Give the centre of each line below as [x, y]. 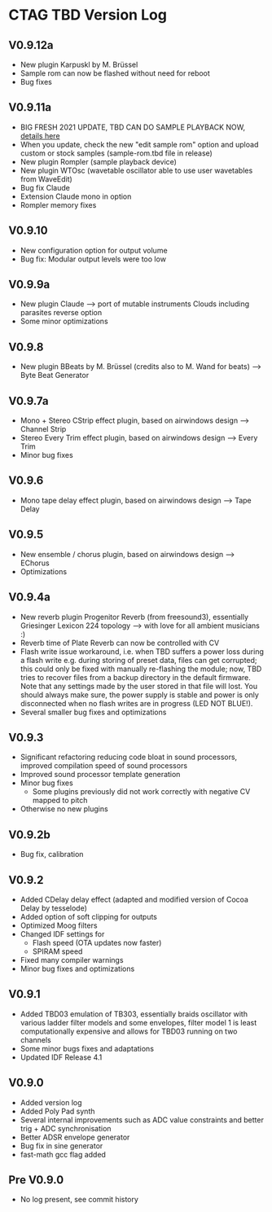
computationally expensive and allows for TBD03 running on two [129, 1031]
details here [40, 135]
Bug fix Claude [45, 187]
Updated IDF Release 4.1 [61, 1057]
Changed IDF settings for [62, 933]
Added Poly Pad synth [57, 1111]
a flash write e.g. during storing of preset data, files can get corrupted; [139, 660]
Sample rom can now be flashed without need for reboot [115, 73]
